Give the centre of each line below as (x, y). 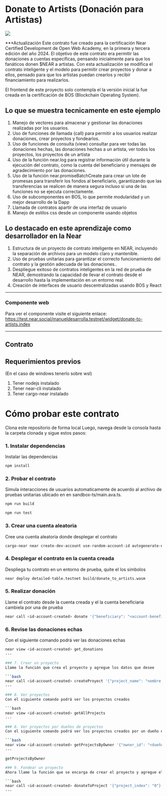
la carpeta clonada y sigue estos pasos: (46, 433)
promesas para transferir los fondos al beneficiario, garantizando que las (87, 181)
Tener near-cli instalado (37, 389)
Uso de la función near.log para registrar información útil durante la (81, 159)
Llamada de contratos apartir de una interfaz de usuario (69, 207)
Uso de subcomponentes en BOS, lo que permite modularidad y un (81, 197)
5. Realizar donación (30, 591)
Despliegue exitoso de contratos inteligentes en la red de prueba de (82, 269)
